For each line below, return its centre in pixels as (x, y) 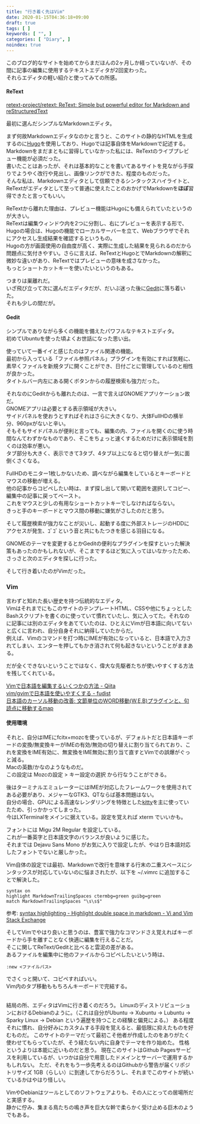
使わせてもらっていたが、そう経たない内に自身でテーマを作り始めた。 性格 (98, 1042)
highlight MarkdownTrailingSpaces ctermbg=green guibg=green (84, 896)
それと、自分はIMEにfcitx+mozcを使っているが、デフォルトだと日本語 (92, 737)
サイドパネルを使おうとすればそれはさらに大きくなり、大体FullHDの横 (92, 416)
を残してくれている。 (32, 673)
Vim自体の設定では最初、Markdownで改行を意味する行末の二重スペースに (97, 865)
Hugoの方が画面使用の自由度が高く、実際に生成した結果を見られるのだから (99, 246)
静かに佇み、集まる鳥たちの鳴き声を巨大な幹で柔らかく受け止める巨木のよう (100, 1107)
